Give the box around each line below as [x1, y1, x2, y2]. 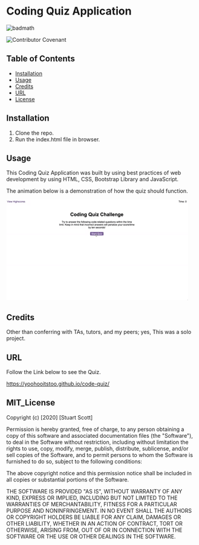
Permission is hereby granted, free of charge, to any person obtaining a [6, 426, 184, 433]
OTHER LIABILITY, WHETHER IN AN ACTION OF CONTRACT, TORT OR [6, 520, 183, 527]
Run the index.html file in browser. [15, 135, 100, 143]
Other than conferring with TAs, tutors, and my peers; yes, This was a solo [6, 329, 192, 336]
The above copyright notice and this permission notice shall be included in [6, 469, 192, 476]
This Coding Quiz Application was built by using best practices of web [6, 169, 181, 176]
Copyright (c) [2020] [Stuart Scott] [6, 413, 93, 421]
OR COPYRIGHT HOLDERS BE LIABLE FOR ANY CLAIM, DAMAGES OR [6, 513, 181, 521]
